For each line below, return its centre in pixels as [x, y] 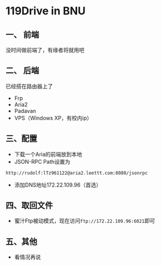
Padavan [25, 111]
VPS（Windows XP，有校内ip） [53, 118]
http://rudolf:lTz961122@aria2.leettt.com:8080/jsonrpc [77, 173]
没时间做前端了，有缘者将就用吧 [45, 50]
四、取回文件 [29, 205]
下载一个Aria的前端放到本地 [48, 154]
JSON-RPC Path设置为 [42, 161]
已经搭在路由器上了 [29, 86]
